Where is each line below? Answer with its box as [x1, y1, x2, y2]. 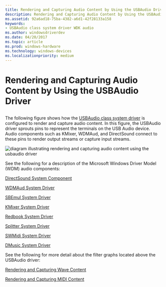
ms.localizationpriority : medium [5, 53, 74, 58]
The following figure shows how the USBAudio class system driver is [5, 115, 145, 121]
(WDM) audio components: [5, 165, 60, 171]
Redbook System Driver [5, 213, 53, 219]
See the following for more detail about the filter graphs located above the [5, 251, 156, 257]
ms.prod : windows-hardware [5, 44, 61, 49]
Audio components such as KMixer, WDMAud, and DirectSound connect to [5, 130, 158, 136]
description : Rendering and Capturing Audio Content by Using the [5, 12, 145, 17]
